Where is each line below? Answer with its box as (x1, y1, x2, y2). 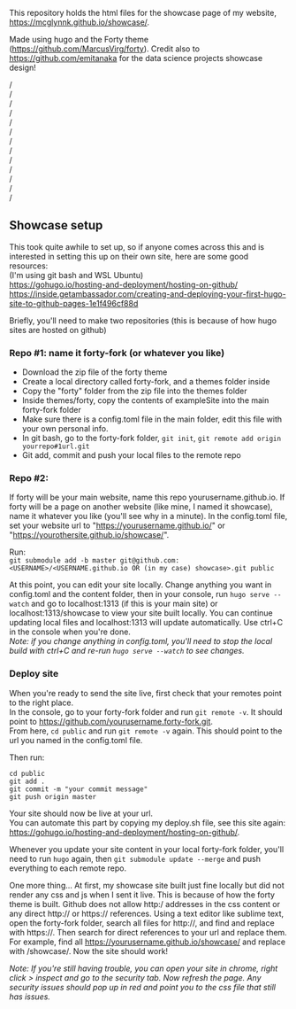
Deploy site (9, 668, 59, 680)
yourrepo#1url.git (21, 442, 90, 451)
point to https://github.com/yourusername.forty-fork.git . (9, 716, 214, 726)
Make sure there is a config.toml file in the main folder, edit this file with (21, 414, 283, 424)
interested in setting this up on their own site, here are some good (9, 251, 249, 261)
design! (9, 62, 37, 73)
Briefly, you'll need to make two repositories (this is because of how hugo (9, 314, 277, 326)
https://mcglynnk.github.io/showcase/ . (9, 17, 150, 27)
